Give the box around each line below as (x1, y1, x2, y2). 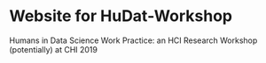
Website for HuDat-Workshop (9, 6, 233, 26)
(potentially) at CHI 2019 (9, 44, 98, 54)
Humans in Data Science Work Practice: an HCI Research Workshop (9, 35, 258, 45)
